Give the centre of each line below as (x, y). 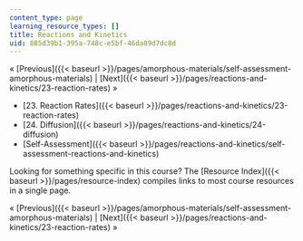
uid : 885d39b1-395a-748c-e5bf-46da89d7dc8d (93, 43)
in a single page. (40, 190)
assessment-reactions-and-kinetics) (91, 154)
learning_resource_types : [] (64, 26)
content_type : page (46, 18)
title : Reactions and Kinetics (68, 34)
